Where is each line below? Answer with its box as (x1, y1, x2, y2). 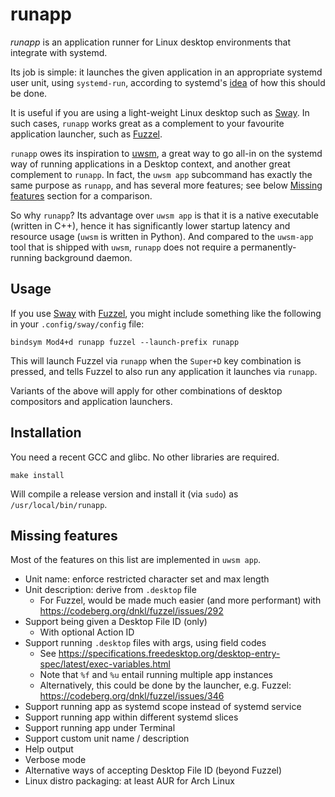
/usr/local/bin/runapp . (10, 498, 108, 510)
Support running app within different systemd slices (24, 711, 239, 723)
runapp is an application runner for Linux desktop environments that (10, 36, 292, 48)
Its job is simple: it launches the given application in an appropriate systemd (10, 66, 323, 78)
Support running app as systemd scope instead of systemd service (24, 701, 302, 713)
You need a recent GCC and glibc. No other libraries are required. (10, 451, 280, 463)
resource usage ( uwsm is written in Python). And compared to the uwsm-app (10, 230, 314, 242)
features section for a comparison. (10, 189, 153, 202)
